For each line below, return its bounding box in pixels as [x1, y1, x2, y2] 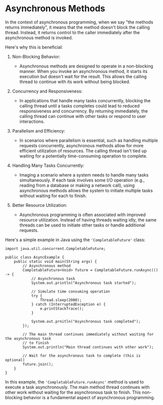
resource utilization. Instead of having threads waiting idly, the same [19, 217, 157, 223]
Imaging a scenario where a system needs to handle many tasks [19, 172, 149, 178]
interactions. [19, 118, 45, 124]
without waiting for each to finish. [19, 193, 87, 199]
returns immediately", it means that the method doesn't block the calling [5, 24, 150, 30]
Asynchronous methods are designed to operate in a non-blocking [19, 63, 154, 69]
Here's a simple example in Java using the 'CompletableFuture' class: [5, 237, 145, 243]
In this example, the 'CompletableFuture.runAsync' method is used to [5, 379, 144, 384]
